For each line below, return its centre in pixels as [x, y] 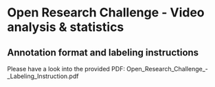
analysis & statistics [66, 27]
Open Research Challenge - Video [106, 13]
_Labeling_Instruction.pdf [43, 76]
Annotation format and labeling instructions [103, 52]
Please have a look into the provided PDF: [66, 69]
